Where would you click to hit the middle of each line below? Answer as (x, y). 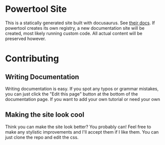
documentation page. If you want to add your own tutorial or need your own (83, 99)
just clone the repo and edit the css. (42, 137)
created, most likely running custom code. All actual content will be (74, 33)
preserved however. (26, 39)
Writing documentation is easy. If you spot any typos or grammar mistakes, (82, 89)
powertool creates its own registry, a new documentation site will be (75, 28)
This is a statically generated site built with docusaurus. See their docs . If (80, 23)
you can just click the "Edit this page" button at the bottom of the (72, 94)
